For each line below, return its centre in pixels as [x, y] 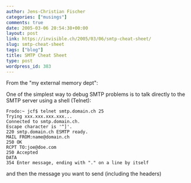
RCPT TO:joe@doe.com [32, 148]
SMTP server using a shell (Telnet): [49, 101]
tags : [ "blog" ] [25, 50]
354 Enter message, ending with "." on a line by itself [78, 163]
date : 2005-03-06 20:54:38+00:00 [47, 28]
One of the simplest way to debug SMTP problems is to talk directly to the [96, 94]
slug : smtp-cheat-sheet [35, 45]
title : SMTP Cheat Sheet [37, 55]
